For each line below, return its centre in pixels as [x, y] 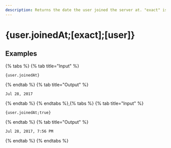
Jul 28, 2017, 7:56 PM [29, 131]
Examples [21, 54]
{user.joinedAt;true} [28, 113]
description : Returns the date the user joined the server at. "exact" [83, 10]
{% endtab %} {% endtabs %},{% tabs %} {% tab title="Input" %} [75, 103]
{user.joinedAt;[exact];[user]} [70, 35]
